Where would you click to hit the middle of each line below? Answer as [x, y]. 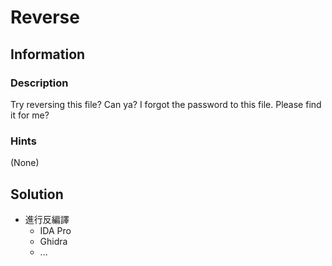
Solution [37, 194]
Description [39, 83]
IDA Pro [55, 230]
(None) [25, 163]
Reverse [45, 17]
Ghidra [53, 241]
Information [48, 54]
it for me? [30, 115]
